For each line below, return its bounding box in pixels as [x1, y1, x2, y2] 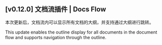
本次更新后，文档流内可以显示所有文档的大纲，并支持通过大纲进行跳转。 [5, 19, 154, 25]
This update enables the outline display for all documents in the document [5, 29, 158, 35]
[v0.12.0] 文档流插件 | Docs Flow [5, 5, 106, 14]
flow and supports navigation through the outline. [5, 34, 107, 40]
